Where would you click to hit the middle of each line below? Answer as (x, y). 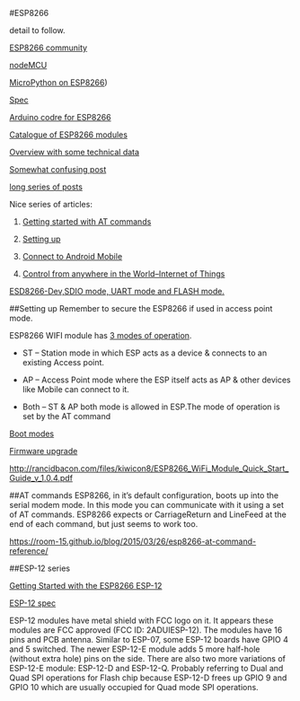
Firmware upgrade (44, 451)
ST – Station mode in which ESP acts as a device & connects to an (145, 353)
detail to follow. (37, 30)
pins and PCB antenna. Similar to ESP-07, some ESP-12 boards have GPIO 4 (149, 640)
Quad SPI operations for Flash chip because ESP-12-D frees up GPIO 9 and (148, 678)
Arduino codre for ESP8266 (60, 117)
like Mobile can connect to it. (76, 389)
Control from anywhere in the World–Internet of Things (124, 274)
